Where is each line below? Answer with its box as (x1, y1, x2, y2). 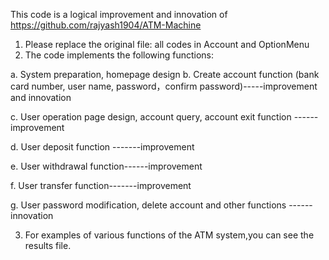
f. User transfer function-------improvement (10, 180, 192, 191)
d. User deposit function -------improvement (10, 141, 195, 153)
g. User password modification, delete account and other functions (10, 199, 287, 211)
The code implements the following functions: (24, 49, 215, 61)
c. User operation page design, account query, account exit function (10, 111, 292, 123)
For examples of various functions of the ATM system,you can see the (24, 229, 315, 241)
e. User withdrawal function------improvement (10, 160, 203, 172)
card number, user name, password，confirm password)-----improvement (10, 80, 318, 92)
